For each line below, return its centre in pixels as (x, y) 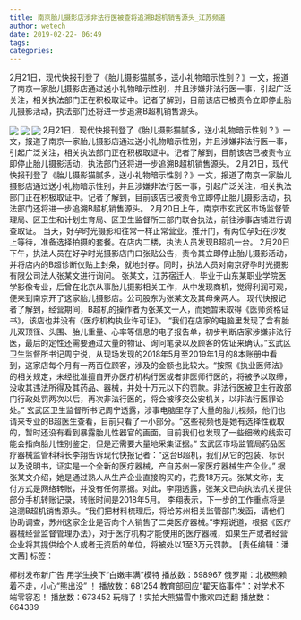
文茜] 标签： (32, 555)
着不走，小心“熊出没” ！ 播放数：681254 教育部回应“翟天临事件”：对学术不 (147, 586)
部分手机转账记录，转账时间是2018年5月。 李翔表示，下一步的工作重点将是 (147, 500)
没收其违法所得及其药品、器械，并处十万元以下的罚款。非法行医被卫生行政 (146, 388)
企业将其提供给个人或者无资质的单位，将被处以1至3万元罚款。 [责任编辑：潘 (149, 545)
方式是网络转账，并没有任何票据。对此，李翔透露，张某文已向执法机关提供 (154, 488)
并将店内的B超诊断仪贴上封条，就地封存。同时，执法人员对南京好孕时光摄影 (149, 264)
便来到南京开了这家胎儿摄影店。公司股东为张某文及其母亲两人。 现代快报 (144, 298)
